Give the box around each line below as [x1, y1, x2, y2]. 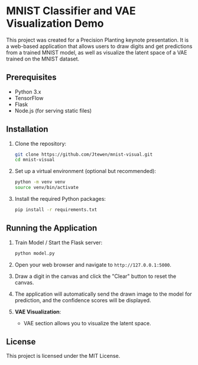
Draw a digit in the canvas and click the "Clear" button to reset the [14, 273, 176, 280]
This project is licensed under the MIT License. [6, 353, 121, 360]
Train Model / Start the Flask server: [14, 239, 102, 246]
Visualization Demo [6, 17, 105, 30]
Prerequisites [6, 72, 57, 82]
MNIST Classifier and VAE [6, 4, 136, 18]
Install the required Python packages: [14, 196, 106, 203]
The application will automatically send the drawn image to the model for [14, 290, 192, 297]
